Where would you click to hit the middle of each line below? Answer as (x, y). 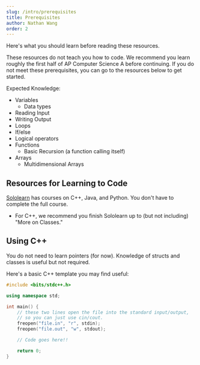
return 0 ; (29, 351)
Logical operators (37, 139)
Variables (26, 100)
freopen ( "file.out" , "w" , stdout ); (62, 329)
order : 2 (17, 29)
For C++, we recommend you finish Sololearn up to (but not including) (102, 216)
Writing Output (33, 119)
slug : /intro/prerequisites (41, 12)
